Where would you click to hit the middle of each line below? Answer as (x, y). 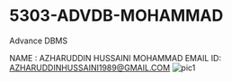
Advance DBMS (39, 41)
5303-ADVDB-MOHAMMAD (116, 16)
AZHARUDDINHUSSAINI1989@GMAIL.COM (90, 68)
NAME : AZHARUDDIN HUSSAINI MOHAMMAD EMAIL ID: (116, 58)
